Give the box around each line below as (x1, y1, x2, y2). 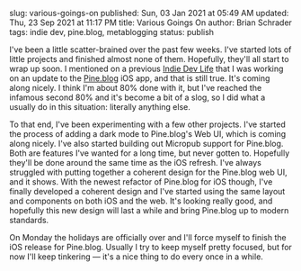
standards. (9, 215, 49, 225)
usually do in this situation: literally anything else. (9, 102, 191, 112)
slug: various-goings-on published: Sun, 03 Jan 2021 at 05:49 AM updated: (9, 8, 289, 18)
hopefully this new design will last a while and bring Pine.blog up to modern (9, 205, 289, 215)
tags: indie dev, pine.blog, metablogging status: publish (9, 27, 214, 37)
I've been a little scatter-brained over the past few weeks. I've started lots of (9, 44, 292, 55)
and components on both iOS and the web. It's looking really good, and (9, 195, 273, 206)
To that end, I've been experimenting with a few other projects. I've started (9, 119, 286, 130)
